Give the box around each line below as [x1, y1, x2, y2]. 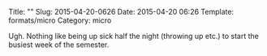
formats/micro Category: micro [8, 15, 112, 25]
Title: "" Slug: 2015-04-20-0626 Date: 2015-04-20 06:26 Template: [8, 7, 234, 16]
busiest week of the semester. [8, 40, 110, 50]
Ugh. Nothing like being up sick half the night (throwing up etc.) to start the [8, 32, 260, 41]
